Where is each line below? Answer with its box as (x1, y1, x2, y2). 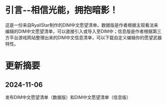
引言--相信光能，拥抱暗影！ (5, 4, 119, 16)
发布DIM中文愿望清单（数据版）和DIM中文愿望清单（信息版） (5, 94, 131, 100)
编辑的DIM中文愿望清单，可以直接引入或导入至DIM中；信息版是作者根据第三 (5, 28, 162, 34)
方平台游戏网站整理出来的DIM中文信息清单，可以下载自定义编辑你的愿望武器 (5, 34, 162, 40)
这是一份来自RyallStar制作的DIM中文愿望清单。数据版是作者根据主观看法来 (5, 22, 159, 28)
